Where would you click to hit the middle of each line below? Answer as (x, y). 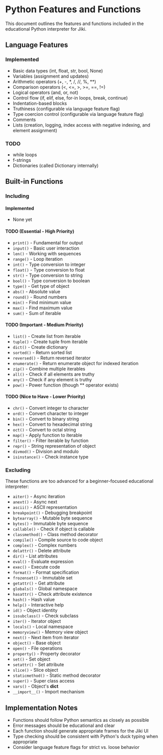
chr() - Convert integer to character (51, 408)
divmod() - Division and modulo (46, 452)
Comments (24, 119)
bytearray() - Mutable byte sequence (53, 518)
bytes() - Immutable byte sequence (50, 524)
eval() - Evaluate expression (43, 562)
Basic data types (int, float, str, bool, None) (58, 70)
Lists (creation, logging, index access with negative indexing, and (81, 125)
